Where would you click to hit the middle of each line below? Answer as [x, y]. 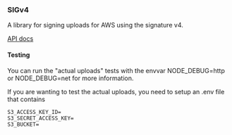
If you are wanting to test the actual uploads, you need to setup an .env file [116, 91]
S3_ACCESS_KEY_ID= [34, 112]
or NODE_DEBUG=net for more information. [71, 78]
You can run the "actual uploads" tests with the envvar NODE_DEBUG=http [116, 70]
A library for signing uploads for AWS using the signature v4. [95, 25]
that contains [26, 99]
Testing [19, 55]
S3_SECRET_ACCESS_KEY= [41, 118]
